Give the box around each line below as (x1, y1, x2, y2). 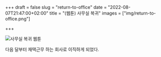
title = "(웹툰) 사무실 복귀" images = (49, 10, 122, 16)
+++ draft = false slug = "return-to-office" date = (5, 4, 107, 10)
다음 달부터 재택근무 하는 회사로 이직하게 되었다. (5, 46, 100, 52)
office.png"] (5, 16, 30, 21)
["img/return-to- (122, 10, 156, 16)
